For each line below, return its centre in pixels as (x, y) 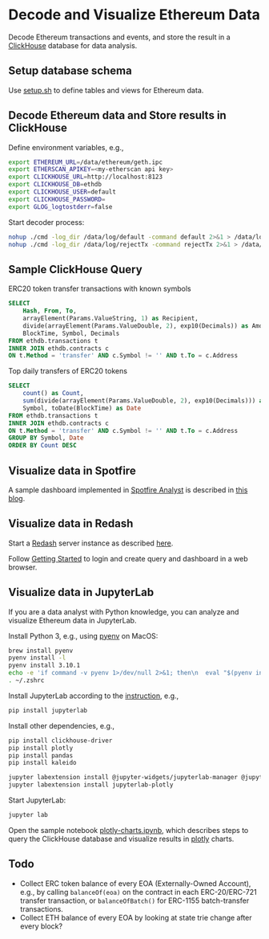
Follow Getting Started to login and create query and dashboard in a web (128, 558)
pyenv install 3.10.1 (44, 665)
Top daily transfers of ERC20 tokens (68, 371)
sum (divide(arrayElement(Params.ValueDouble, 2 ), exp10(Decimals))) (139, 401)
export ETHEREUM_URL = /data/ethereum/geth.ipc (85, 162)
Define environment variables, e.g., (66, 147)
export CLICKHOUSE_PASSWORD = (57, 199)
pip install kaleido (43, 763)
